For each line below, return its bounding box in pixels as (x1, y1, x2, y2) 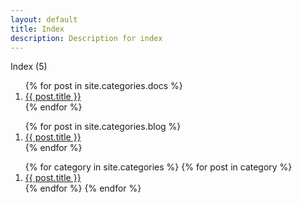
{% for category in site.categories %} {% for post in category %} (24, 161, 293, 173)
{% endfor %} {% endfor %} (24, 182, 142, 195)
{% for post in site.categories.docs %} (24, 80, 183, 92)
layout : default (10, 14, 78, 25)
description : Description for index (10, 33, 163, 43)
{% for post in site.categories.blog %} (24, 121, 182, 133)
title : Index (10, 24, 65, 34)
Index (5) (10, 61, 48, 73)
